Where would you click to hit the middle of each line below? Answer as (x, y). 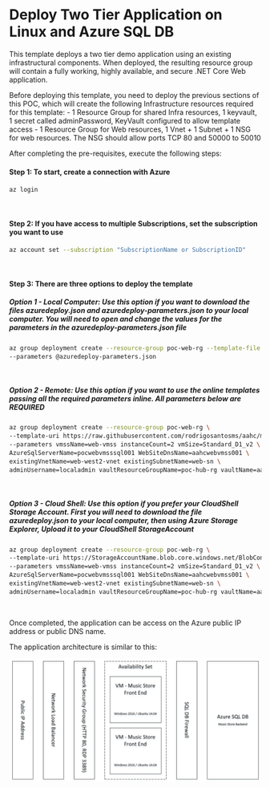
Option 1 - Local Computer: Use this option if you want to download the (130, 302)
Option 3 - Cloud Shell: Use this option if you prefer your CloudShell (124, 504)
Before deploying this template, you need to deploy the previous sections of (134, 95)
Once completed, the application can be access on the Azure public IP (125, 623)
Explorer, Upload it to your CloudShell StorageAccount (102, 529)
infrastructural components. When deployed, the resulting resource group (131, 63)
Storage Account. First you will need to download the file (106, 512)
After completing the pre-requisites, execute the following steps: (115, 153)
